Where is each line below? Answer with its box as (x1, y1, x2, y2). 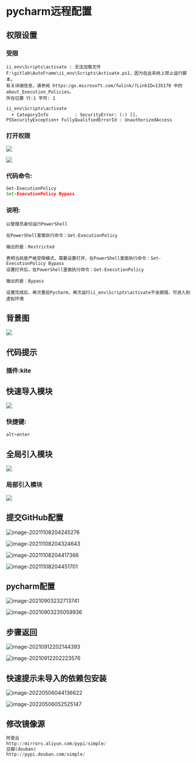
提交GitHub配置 (6, 513, 64, 523)
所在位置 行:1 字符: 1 (6, 95, 56, 101)
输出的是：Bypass (6, 278, 44, 284)
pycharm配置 (6, 581, 55, 591)
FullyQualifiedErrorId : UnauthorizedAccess (61, 117, 172, 123)
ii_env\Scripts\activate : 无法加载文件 (6, 64, 101, 70)
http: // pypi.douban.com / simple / (6, 751, 85, 758)
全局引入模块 (6, 449, 53, 459)
